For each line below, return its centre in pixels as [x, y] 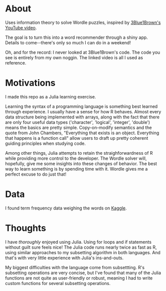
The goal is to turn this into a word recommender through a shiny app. [77, 37]
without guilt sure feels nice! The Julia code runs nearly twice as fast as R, [81, 247]
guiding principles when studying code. [45, 143]
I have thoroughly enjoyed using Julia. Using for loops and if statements [79, 242]
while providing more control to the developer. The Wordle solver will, [76, 158]
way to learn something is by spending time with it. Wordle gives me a [76, 169]
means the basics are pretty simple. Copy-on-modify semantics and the [79, 127]
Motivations [30, 83]
